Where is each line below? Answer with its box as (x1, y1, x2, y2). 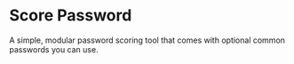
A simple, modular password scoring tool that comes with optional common (9, 35, 286, 45)
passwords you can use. (9, 44, 99, 54)
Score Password (9, 5, 132, 26)
